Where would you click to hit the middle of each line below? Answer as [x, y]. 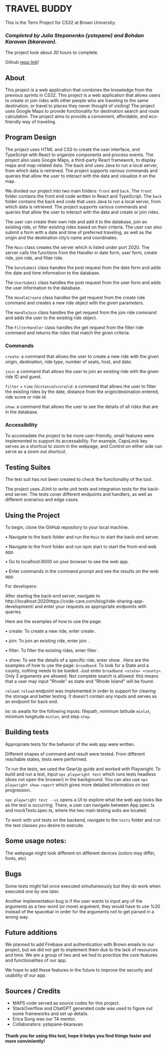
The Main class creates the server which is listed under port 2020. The [77, 247]
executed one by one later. [32, 891]
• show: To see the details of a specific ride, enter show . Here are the [77, 660]
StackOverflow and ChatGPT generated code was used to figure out [83, 1009]
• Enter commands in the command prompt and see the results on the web [82, 571]
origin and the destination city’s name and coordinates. [62, 237]
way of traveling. [39, 122]
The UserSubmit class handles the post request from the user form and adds [83, 282]
